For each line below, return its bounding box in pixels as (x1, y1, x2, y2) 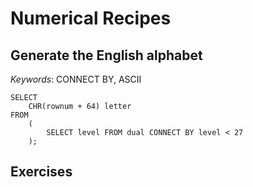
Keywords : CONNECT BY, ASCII (10, 73, 142, 85)
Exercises (10, 163, 73, 181)
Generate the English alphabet (10, 47, 203, 64)
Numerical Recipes (10, 7, 172, 30)
